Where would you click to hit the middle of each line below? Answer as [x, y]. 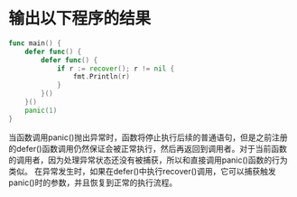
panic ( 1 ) [41, 110]
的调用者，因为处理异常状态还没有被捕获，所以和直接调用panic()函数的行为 [148, 160]
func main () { [35, 43]
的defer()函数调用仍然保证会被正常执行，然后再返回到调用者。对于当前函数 [148, 148]
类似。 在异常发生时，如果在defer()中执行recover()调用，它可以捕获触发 [142, 171]
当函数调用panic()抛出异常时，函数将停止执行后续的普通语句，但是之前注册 [148, 137]
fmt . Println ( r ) [101, 77]
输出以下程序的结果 [80, 19]
